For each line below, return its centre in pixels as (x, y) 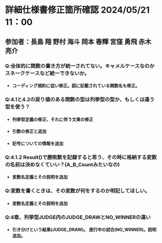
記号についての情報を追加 (38, 143)
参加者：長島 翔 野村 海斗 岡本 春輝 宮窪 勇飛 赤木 (78, 42)
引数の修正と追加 (29, 131)
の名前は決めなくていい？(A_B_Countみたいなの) (63, 165)
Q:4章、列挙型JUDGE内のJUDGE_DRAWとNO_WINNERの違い (78, 217)
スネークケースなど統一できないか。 (47, 73)
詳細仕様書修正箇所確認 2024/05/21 (77, 10)
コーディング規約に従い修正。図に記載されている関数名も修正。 (76, 86)
